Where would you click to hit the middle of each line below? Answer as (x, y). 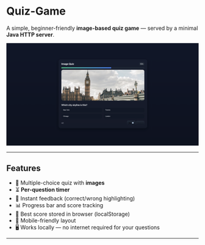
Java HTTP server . (31, 34)
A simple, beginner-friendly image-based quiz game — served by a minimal (102, 28)
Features (23, 169)
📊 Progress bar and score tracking (59, 205)
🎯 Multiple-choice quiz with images (60, 183)
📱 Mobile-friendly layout (45, 221)
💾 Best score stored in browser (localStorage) (72, 214)
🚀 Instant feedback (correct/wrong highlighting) (75, 199)
